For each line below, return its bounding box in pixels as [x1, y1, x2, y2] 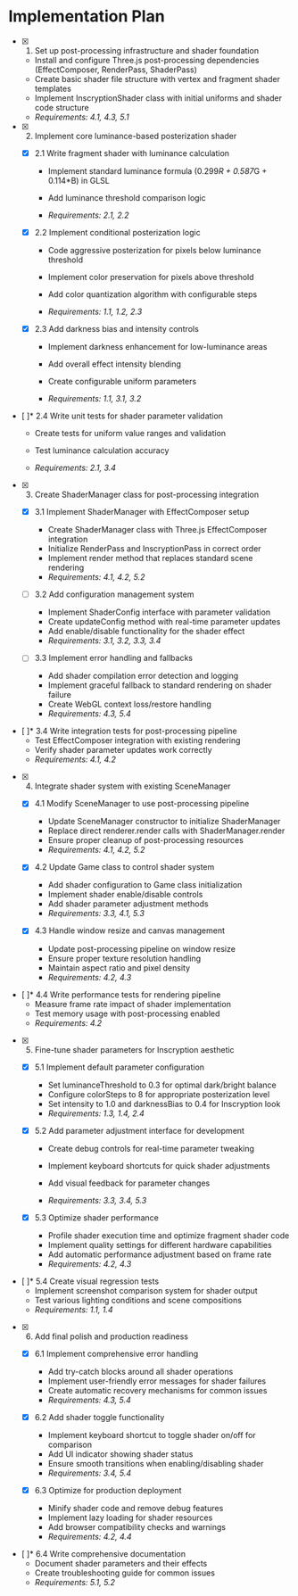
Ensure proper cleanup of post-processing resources [47, 835, 244, 846]
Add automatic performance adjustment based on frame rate [47, 1249, 272, 1260]
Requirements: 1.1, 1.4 [34, 1304, 113, 1315]
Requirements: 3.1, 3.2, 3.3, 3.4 [47, 635, 161, 646]
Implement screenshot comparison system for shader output [34, 1285, 258, 1295]
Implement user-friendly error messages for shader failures [47, 1376, 267, 1386]
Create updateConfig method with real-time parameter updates [47, 616, 281, 627]
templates [34, 83, 72, 94]
